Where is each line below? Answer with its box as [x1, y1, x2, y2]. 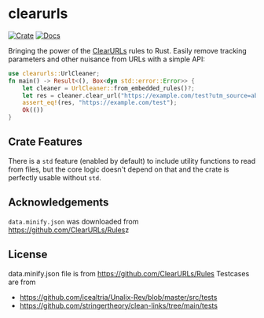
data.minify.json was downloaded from [8, 216, 139, 226]
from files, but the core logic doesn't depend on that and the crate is [8, 165, 229, 174]
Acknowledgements [8, 196, 109, 209]
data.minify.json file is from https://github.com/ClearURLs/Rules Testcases [8, 268, 250, 278]
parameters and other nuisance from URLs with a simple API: [8, 54, 206, 64]
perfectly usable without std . [8, 172, 102, 182]
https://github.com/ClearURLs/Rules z [8, 225, 130, 235]
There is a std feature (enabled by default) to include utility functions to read [8, 156, 256, 165]
